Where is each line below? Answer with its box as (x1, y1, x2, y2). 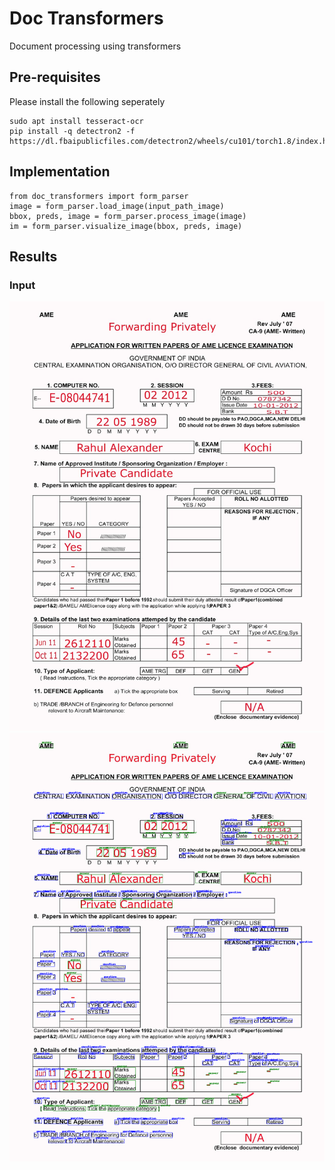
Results (9, 248, 58, 265)
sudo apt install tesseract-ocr (9, 116, 144, 126)
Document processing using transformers (9, 40, 182, 52)
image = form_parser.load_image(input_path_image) (9, 201, 225, 211)
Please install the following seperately (9, 95, 166, 107)
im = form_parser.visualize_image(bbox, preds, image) (9, 221, 243, 231)
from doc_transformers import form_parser (9, 191, 189, 201)
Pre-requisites (9, 69, 101, 86)
